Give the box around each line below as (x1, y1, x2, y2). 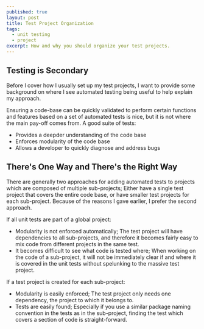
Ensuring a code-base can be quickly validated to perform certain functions (6, 106, 197, 113)
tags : (6, 26, 20, 32)
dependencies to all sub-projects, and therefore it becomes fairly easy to (15, 234, 199, 241)
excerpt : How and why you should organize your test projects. (6, 43, 171, 49)
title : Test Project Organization (6, 20, 94, 26)
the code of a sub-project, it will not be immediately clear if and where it (15, 253, 196, 261)
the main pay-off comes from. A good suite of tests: (6, 119, 136, 127)
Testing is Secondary (6, 65, 89, 76)
